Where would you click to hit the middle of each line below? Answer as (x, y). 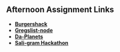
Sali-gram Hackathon (42, 43)
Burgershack (31, 24)
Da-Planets (29, 36)
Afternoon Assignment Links (60, 10)
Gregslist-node (34, 30)
